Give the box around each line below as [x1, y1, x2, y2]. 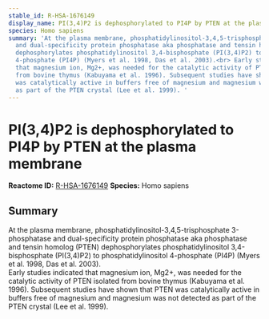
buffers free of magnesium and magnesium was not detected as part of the [8, 293, 257, 303]
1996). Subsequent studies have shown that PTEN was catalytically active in [8, 285, 260, 294]
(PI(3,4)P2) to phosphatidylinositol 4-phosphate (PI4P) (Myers [54, 251, 260, 261]
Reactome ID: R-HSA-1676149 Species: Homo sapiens [8, 181, 190, 190]
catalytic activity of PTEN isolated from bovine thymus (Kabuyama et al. [8, 277, 246, 286]
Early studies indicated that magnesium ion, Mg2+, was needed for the [8, 268, 243, 277]
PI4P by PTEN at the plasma [8, 138, 197, 156]
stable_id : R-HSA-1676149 [8, 11, 94, 20]
